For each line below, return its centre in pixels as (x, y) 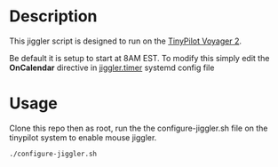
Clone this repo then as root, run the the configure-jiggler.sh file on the (139, 128)
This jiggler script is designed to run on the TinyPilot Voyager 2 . (126, 41)
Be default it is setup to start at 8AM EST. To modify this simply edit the (139, 58)
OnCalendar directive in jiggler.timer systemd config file (112, 68)
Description (53, 16)
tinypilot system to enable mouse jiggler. (83, 137)
